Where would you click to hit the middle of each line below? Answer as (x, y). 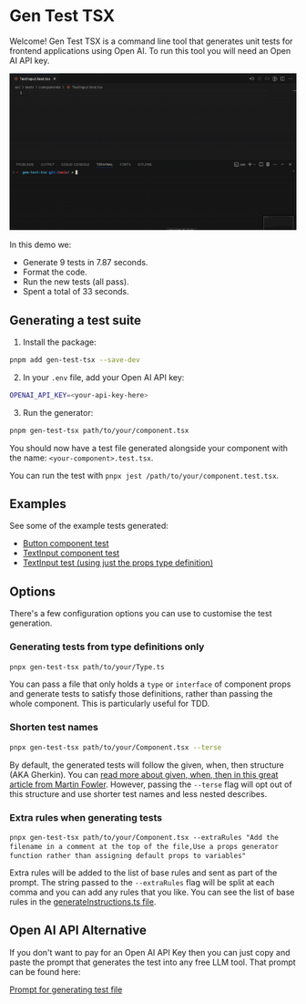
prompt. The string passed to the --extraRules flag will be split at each (142, 882)
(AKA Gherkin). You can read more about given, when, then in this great (144, 774)
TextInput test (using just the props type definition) (118, 563)
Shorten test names (54, 728)
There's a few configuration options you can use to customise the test (141, 614)
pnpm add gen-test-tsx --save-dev (75, 360)
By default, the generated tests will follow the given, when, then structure (147, 765)
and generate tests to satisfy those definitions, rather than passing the (141, 694)
